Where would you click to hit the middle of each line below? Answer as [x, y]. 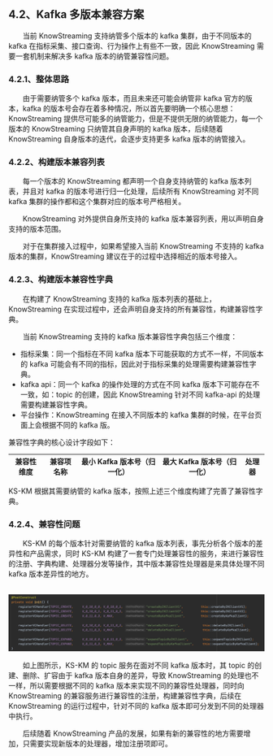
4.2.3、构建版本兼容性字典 [61, 280]
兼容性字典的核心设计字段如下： [62, 442]
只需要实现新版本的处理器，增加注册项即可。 [97, 743]
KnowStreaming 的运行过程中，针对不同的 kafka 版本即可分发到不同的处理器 [136, 706]
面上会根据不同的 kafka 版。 [67, 424]
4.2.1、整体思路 [39, 79]
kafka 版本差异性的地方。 [51, 574]
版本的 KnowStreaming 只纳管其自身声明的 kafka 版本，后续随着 [116, 129]
